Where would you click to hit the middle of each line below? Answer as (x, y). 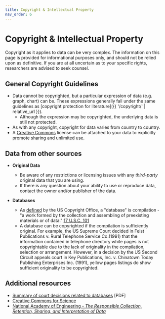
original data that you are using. (52, 180)
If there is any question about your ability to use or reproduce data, (88, 186)
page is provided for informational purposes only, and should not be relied (81, 58)
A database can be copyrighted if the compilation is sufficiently (84, 226)
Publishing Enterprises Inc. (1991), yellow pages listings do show (85, 263)
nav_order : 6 (19, 14)
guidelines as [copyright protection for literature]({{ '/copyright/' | (79, 106)
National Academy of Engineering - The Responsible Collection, (77, 306)
